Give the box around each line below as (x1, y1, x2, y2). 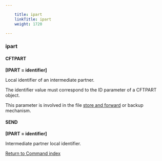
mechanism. (5, 107, 31, 113)
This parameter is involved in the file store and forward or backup (5, 102, 144, 108)
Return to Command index (5, 150, 60, 156)
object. (5, 92, 21, 98)
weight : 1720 (14, 21, 43, 27)
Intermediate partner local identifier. (5, 140, 81, 146)
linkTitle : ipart (14, 16, 52, 22)
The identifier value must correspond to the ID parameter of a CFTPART (5, 86, 157, 93)
